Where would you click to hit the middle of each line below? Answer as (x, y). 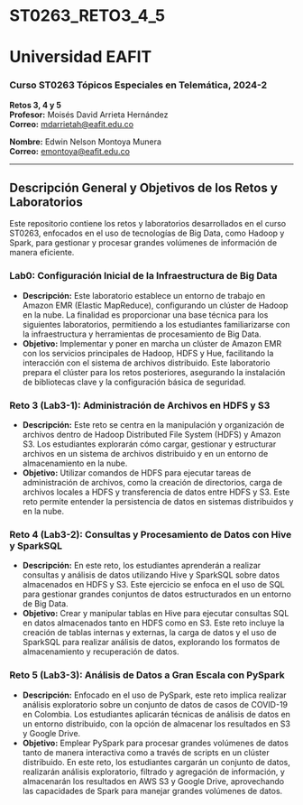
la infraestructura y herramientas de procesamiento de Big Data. (142, 334)
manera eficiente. (42, 253)
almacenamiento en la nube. (75, 463)
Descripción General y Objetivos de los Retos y (143, 188)
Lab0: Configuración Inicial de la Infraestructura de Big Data (143, 276)
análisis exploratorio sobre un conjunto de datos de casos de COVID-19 (155, 704)
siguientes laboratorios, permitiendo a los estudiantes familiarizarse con (156, 324)
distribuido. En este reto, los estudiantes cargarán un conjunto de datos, (156, 762)
